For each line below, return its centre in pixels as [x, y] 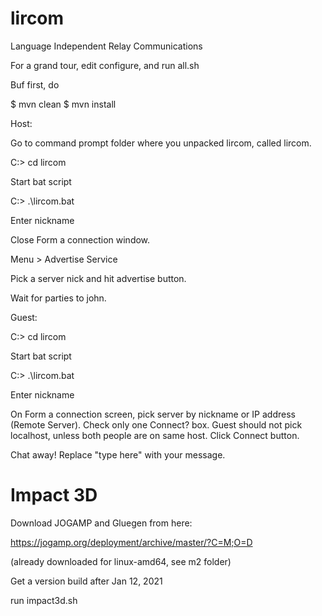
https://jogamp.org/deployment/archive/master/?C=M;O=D [131, 542]
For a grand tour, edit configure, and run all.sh [105, 65]
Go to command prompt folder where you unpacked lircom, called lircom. [161, 143]
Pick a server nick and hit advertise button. [98, 278]
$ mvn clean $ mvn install [63, 104]
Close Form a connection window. [80, 239]
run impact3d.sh [44, 600]
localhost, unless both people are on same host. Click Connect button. [155, 435]
